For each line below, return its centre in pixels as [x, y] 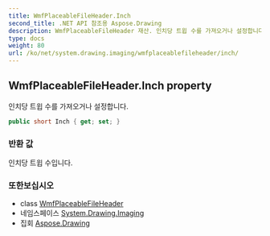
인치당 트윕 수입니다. [41, 163]
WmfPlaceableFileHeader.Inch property [110, 86]
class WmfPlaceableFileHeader [72, 204]
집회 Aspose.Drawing [55, 223]
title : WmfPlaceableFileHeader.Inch [70, 16]
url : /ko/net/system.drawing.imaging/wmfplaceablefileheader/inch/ [124, 53]
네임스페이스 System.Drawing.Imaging [82, 213]
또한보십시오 [31, 185]
